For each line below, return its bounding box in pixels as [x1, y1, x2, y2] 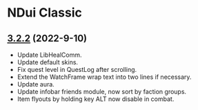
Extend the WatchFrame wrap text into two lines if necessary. [17, 73, 192, 81]
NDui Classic [7, 5, 83, 21]
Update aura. [17, 80, 55, 88]
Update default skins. [17, 58, 78, 66]
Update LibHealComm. [17, 51, 82, 59]
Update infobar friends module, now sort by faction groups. [17, 88, 187, 95]
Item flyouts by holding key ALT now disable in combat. [17, 95, 175, 103]
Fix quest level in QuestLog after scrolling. [17, 66, 137, 73]
